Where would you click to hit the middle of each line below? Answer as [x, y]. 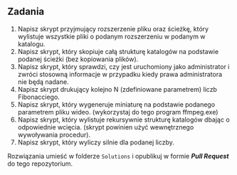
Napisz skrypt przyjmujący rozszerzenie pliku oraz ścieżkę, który [113, 28]
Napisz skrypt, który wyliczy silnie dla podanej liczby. [96, 142]
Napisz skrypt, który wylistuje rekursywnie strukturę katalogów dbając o [123, 120]
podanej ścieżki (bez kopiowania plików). [78, 59]
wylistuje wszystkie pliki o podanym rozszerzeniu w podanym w [111, 36]
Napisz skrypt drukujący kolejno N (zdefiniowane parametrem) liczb [117, 89]
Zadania [26, 12]
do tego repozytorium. [40, 164]
